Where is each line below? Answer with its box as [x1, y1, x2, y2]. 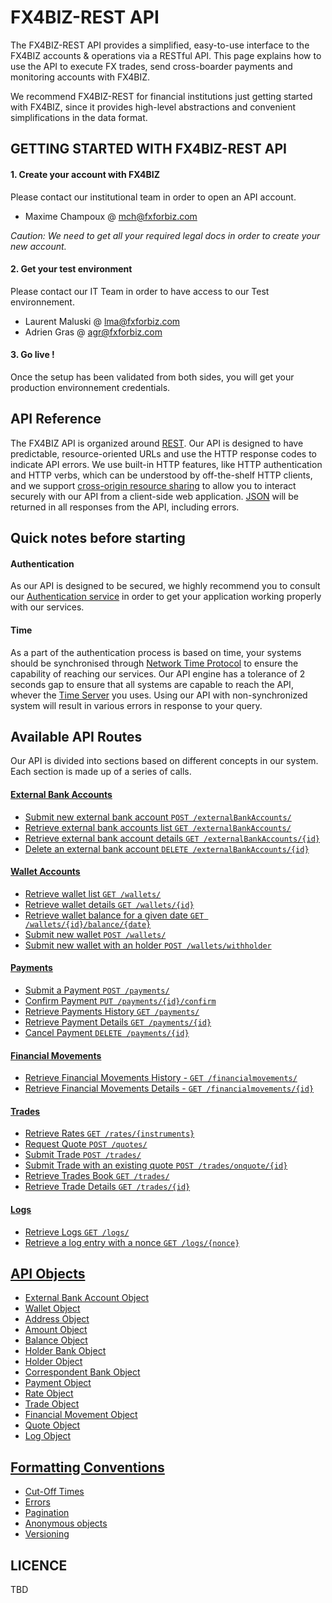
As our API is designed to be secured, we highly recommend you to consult [10, 580, 321, 592]
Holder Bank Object [24, 1345, 107, 1357]
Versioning [24, 1528, 70, 1540]
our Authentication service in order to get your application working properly [10, 591, 322, 603]
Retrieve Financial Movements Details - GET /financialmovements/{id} [24, 1082, 315, 1095]
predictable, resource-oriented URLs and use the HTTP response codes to [10, 447, 317, 460]
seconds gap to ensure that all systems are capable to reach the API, [10, 678, 294, 690]
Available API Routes [10, 728, 143, 745]
